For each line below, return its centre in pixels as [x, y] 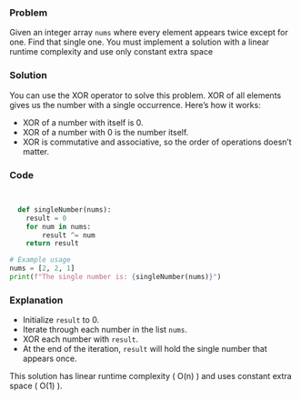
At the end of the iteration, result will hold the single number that [145, 349]
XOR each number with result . [80, 339]
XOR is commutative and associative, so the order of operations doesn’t [157, 142]
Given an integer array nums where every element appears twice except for [149, 33]
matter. [36, 151]
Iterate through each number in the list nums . [105, 330]
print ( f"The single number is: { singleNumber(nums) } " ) [115, 277]
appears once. [50, 359]
